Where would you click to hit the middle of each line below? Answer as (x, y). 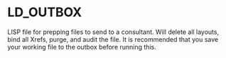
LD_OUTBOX (45, 12)
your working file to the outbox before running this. (82, 47)
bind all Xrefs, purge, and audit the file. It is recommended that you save (113, 39)
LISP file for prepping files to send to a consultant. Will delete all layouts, (113, 32)
